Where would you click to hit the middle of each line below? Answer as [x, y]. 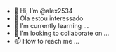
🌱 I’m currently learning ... [51, 26]
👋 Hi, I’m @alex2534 [43, 11]
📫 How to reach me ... [46, 41]
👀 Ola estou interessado [49, 18]
